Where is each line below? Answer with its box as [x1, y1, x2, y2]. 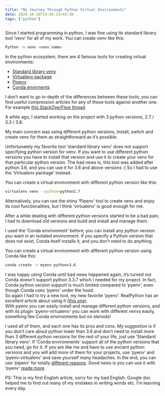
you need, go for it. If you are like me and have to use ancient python [5, 344, 145, 350]
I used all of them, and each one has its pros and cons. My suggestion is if [5, 323, 156, 329]
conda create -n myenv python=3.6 [5, 263, 76, 267]
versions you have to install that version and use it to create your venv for [5, 154, 154, 160]
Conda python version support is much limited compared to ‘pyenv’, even [5, 282, 154, 288]
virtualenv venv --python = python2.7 [5, 189, 80, 194]
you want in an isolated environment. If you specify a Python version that [5, 233, 153, 239]
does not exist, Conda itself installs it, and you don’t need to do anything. [5, 238, 153, 244]
